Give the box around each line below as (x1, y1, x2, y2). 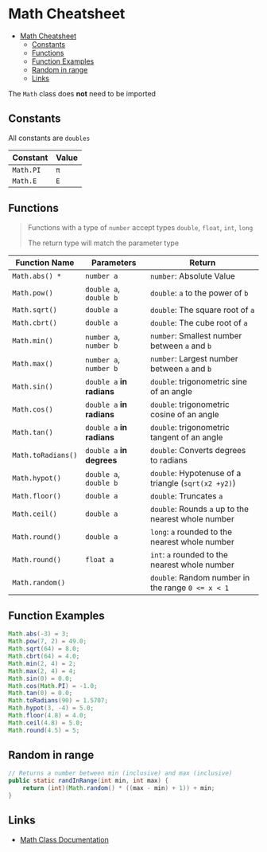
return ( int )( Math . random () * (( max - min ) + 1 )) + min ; (22, 784, 215, 792)
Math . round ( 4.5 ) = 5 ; (8, 726, 80, 734)
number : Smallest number (149, 330, 242, 341)
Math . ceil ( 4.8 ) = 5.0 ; (8, 718, 83, 727)
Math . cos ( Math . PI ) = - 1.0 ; (8, 682, 98, 690)
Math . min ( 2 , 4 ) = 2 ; (8, 659, 77, 667)
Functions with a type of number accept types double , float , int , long (27, 222, 253, 232)
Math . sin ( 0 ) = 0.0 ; (8, 674, 73, 682)
